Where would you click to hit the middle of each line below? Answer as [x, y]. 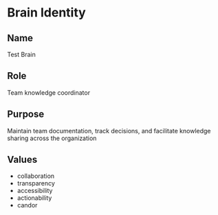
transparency [36, 183]
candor [27, 205]
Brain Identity [46, 13]
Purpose [26, 114]
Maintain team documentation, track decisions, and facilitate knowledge [109, 131]
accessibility [35, 191]
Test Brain [21, 54]
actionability [34, 198]
